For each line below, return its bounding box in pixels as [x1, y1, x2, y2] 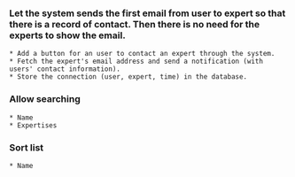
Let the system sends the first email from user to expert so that [9, 7, 286, 19]
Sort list [9, 141, 44, 153]
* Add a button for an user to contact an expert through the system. [9, 50, 276, 58]
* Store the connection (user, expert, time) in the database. [9, 73, 248, 81]
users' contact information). [9, 65, 121, 73]
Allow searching [9, 93, 82, 105]
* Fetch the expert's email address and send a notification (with [9, 57, 264, 66]
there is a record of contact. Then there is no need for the [9, 18, 260, 30]
